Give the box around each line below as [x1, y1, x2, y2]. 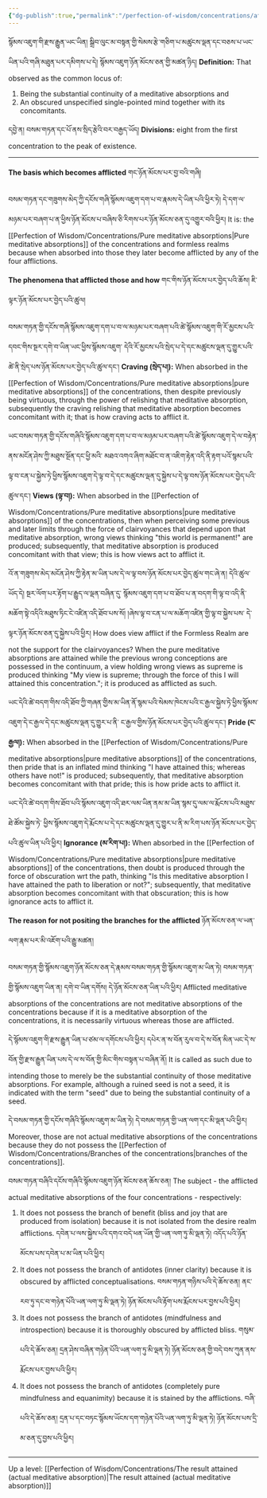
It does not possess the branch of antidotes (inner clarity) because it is [19, 1265, 252, 1274]
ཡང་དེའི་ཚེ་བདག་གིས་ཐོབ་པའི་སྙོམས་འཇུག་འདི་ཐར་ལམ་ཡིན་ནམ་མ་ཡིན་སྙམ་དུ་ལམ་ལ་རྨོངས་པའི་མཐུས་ [8, 798, 256, 807]
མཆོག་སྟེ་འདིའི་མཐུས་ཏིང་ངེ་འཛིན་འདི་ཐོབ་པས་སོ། [8, 608, 126, 618]
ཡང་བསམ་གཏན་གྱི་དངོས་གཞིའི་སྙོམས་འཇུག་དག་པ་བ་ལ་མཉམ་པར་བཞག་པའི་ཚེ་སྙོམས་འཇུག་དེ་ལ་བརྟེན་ [8, 431, 258, 441]
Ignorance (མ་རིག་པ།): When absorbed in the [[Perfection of [63, 837, 255, 847]
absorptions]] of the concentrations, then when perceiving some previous [8, 516, 250, 525]
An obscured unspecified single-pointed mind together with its [19, 97, 225, 107]
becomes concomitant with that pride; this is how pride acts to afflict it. [8, 778, 241, 789]
